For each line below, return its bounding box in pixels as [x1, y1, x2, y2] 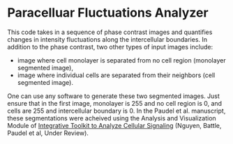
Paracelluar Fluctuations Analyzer [7, 5, 209, 21]
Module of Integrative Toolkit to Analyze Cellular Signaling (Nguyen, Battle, [7, 121, 222, 129]
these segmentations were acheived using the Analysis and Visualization [7, 113, 216, 122]
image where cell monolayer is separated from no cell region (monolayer [17, 56, 226, 64]
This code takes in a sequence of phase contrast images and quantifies [7, 28, 213, 36]
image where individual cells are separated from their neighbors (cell [17, 71, 216, 79]
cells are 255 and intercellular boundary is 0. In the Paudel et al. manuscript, [7, 106, 226, 115]
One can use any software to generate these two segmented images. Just [7, 92, 220, 100]
